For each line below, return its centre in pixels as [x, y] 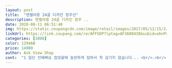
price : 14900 [19, 48]
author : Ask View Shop [29, 53]
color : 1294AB [20, 43]
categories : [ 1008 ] [26, 39]
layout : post [19, 10]
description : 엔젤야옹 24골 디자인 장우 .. [47, 19]
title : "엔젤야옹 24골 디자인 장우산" [42, 15]
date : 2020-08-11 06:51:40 [34, 24]
